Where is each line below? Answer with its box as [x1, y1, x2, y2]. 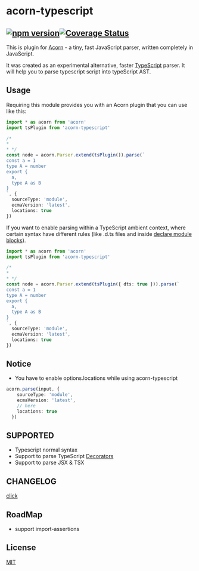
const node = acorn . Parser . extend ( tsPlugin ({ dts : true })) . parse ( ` [6, 281, 180, 287]
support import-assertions [14, 526, 80, 533]
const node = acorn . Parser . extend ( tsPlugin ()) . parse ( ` [6, 152, 145, 158]
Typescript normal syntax [14, 446, 78, 453]
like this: [6, 108, 27, 115]
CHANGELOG [6, 476, 57, 486]
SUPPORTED [6, 431, 55, 441]
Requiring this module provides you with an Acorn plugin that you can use [6, 101, 188, 108]
